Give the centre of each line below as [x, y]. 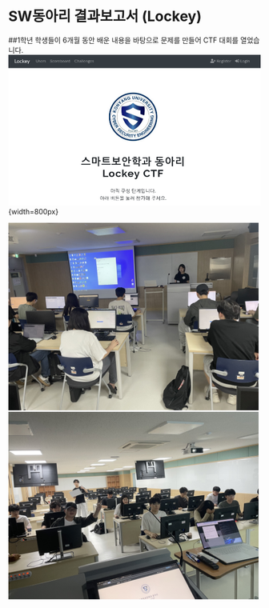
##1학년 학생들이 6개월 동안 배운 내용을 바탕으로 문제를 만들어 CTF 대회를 [123, 40]
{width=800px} [33, 212]
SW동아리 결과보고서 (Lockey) [105, 16]
